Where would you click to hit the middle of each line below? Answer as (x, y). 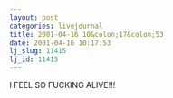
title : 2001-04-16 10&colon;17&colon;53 (87, 34)
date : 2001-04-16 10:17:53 (60, 43)
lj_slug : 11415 (38, 51)
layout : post (34, 18)
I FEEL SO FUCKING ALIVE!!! (62, 85)
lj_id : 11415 (34, 59)
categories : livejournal (56, 26)
